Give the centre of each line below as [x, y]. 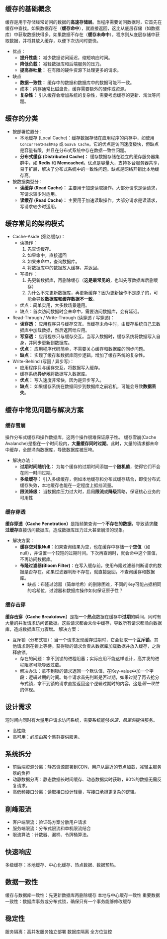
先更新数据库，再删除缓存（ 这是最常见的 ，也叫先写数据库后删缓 [92, 280]
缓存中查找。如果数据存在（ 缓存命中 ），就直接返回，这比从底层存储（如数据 [83, 28]
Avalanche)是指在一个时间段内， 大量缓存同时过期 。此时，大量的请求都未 [80, 444]
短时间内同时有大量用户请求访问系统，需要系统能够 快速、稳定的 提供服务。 [81, 720]
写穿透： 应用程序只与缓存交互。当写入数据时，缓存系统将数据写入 [88, 337]
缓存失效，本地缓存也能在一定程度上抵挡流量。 [68, 485]
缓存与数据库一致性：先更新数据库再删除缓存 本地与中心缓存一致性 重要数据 [83, 895]
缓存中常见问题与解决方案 [44, 410]
